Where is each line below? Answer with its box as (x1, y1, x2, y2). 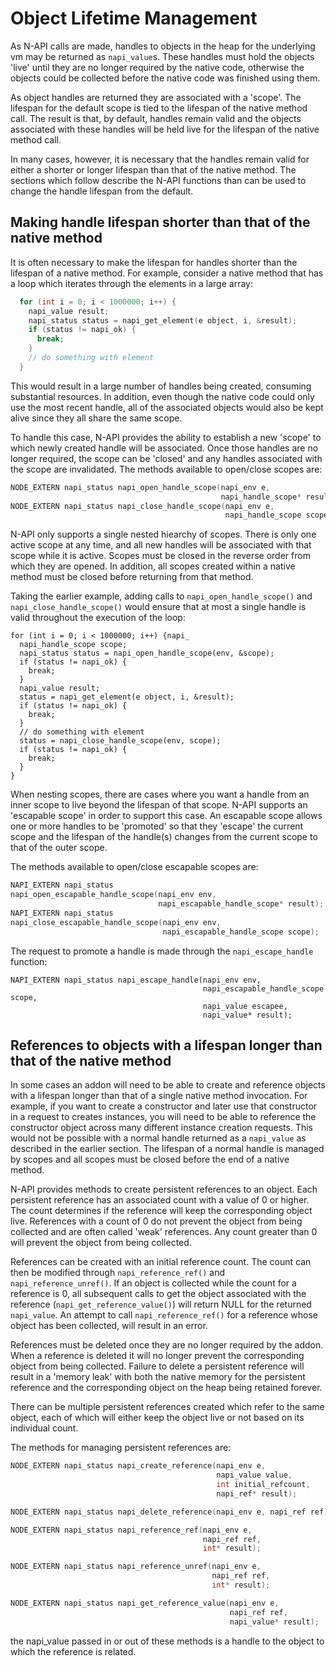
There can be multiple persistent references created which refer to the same (10, 1401, 325, 1413)
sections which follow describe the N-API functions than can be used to (10, 174, 307, 186)
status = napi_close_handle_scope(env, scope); (19, 736, 222, 746)
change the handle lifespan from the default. (10, 185, 194, 197)
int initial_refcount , (216, 1480, 311, 1490)
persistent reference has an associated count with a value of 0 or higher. (10, 1194, 310, 1206)
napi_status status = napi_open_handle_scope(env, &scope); (19, 648, 275, 659)
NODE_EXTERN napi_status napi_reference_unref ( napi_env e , (10, 1562, 262, 1572)
